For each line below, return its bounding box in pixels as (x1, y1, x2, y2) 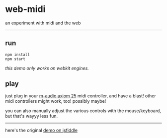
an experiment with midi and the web (5, 20, 81, 26)
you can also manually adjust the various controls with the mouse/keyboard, (5, 108, 162, 114)
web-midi (5, 3, 46, 15)
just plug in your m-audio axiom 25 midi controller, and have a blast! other (5, 93, 156, 99)
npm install (5, 52, 30, 57)
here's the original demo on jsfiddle (5, 127, 78, 133)
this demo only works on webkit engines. (5, 65, 89, 71)
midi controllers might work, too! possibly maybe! (5, 98, 106, 104)
